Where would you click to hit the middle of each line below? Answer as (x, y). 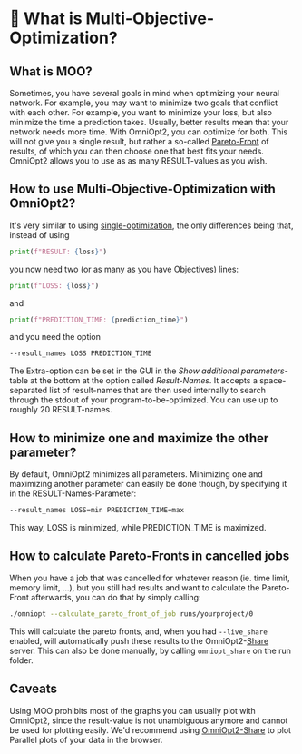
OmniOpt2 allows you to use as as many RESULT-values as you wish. (138, 161)
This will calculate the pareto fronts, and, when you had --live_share (138, 631)
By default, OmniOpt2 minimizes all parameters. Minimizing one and (136, 474)
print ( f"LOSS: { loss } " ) (54, 285)
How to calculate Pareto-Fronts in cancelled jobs (150, 556)
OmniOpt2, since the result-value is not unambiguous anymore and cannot (149, 720)
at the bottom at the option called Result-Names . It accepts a (144, 381)
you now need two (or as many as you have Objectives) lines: (124, 269)
